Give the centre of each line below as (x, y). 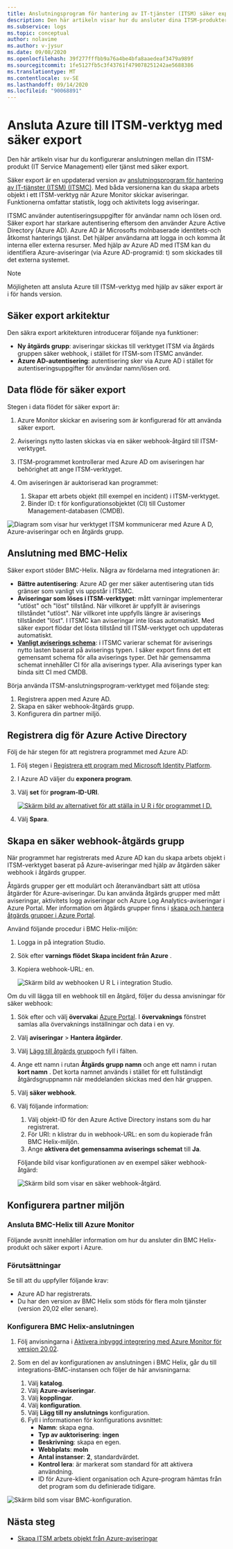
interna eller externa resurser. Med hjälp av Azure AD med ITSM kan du (109, 245)
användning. (56, 1472)
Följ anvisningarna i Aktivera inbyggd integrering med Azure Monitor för (119, 1342)
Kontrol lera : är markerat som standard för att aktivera (115, 1464)
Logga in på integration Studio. (61, 942)
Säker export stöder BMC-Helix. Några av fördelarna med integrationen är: (114, 570)
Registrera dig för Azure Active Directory (97, 735)
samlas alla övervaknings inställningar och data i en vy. (96, 1025)
